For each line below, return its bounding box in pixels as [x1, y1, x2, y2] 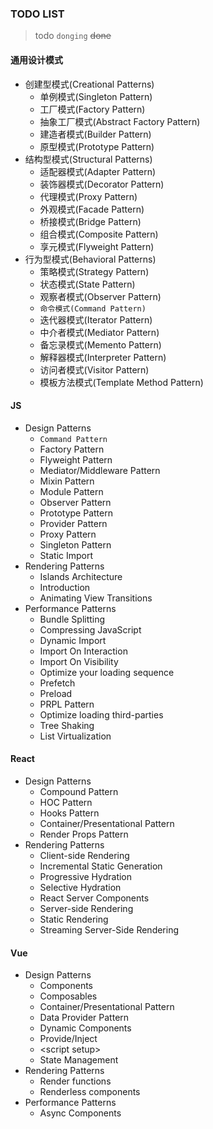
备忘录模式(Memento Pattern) [39, 338, 162, 351]
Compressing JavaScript [39, 623, 142, 636]
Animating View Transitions [39, 592, 153, 604]
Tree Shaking [39, 719, 95, 731]
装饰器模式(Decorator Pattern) [39, 178, 165, 190]
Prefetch [39, 677, 76, 689]
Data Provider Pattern [39, 1012, 130, 1024]
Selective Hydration [39, 881, 122, 893]
